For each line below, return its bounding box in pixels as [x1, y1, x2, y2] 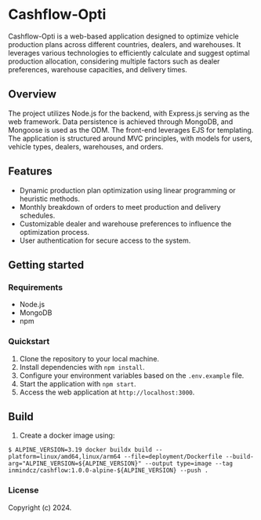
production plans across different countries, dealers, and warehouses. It [8, 39, 241, 49]
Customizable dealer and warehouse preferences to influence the [19, 218, 232, 229]
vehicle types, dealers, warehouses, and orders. [8, 141, 164, 151]
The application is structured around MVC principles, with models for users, [8, 134, 253, 143]
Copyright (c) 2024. [8, 503, 72, 512]
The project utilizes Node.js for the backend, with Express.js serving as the [8, 108, 250, 118]
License [8, 485, 39, 496]
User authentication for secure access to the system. [19, 236, 191, 245]
